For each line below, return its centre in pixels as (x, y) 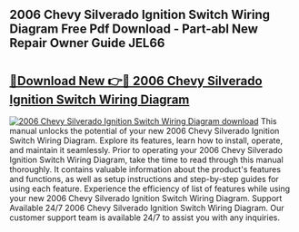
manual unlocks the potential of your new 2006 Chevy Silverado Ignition (145, 131)
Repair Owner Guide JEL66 (87, 43)
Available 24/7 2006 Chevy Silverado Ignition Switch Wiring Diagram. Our (147, 208)
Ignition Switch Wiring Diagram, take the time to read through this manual (146, 159)
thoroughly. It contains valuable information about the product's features (145, 169)
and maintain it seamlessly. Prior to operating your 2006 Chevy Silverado (146, 150)
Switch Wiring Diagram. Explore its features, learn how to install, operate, (146, 140)
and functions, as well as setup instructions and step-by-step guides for (144, 179)
